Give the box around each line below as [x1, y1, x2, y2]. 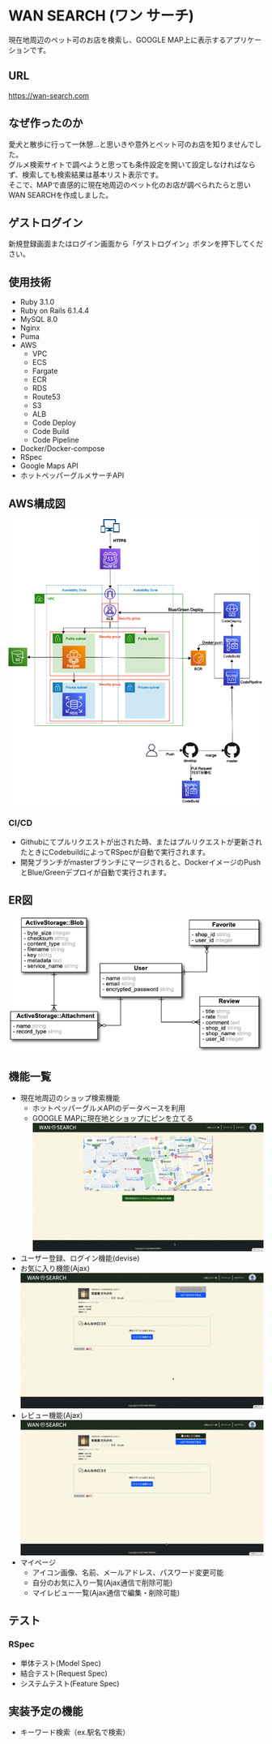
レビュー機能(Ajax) [19, 1411, 83, 1420]
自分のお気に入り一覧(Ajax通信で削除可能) [32, 1578, 173, 1587]
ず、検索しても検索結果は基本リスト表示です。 [8, 170, 164, 179]
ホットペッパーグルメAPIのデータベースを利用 [32, 1103, 186, 1113]
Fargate [32, 366, 58, 376]
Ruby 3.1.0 [19, 297, 55, 307]
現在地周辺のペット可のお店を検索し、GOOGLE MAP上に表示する [8, 35, 227, 45]
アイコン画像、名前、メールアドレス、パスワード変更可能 [32, 1567, 224, 1577]
